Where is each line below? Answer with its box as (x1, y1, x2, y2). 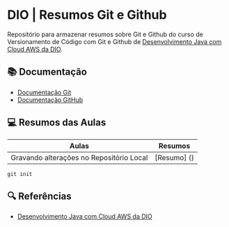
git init (7, 170, 33, 177)
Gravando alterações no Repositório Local (10, 152, 148, 162)
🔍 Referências (7, 190, 72, 202)
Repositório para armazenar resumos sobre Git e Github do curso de (7, 30, 204, 38)
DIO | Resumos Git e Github (7, 7, 167, 23)
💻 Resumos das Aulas (7, 117, 106, 129)
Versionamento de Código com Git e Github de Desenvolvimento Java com (7, 37, 222, 45)
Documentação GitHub (17, 95, 84, 104)
